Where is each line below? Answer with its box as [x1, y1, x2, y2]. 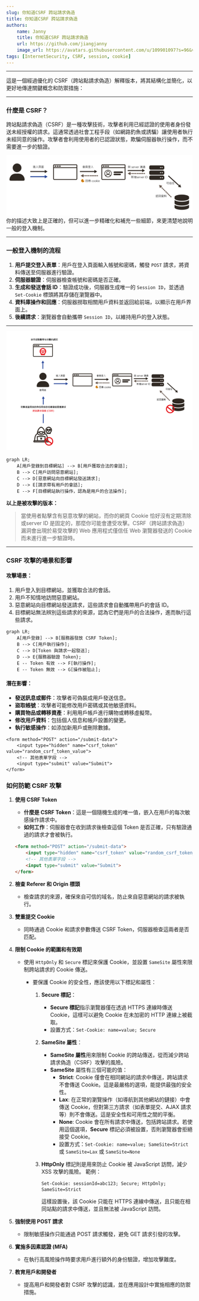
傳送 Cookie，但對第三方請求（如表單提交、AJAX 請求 [59, 1103, 191, 1110]
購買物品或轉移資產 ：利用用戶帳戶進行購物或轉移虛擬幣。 [14, 709, 155, 717]
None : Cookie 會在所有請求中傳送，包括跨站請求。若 [59, 1118, 188, 1125]
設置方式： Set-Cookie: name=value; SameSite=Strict [59, 1140, 188, 1148]
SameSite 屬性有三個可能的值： [50, 1066, 128, 1073]
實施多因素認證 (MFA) [14, 1243, 68, 1250]
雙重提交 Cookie [14, 913, 55, 920]
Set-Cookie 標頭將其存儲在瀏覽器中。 [14, 291, 105, 298]
